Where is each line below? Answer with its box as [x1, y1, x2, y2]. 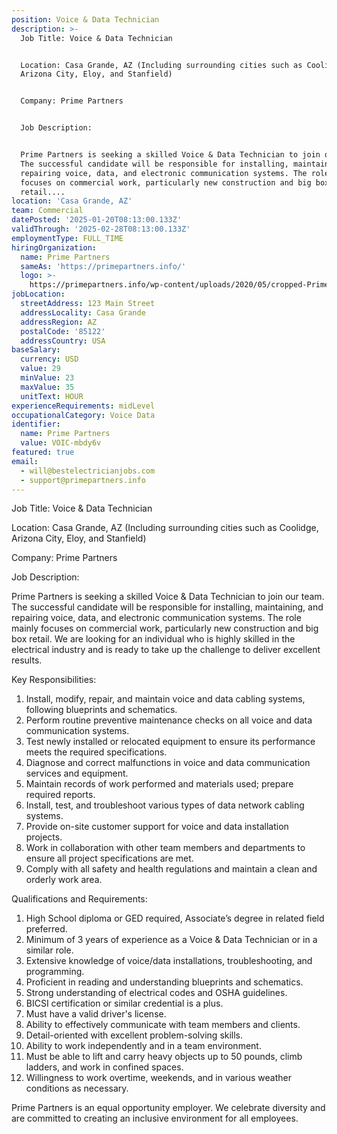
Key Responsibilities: [11, 674, 97, 686]
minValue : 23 [20, 373, 75, 383]
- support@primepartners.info [20, 475, 146, 485]
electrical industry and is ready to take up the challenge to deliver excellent [11, 644, 321, 656]
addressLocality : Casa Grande [20, 307, 146, 318]
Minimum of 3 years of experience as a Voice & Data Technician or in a [25, 934, 318, 946]
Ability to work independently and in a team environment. [25, 1040, 262, 1052]
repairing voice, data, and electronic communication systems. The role [11, 612, 302, 624]
